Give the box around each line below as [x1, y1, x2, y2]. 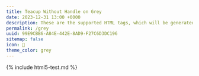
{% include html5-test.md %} [6, 64, 78, 71]
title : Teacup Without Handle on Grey [6, 8, 102, 15]
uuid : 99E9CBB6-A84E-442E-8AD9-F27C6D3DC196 [6, 31, 118, 37]
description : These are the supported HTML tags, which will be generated [6, 20, 195, 26]
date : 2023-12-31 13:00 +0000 [6, 14, 81, 20]
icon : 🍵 [6, 42, 25, 48]
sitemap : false [6, 36, 44, 42]
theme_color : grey [6, 47, 52, 53]
